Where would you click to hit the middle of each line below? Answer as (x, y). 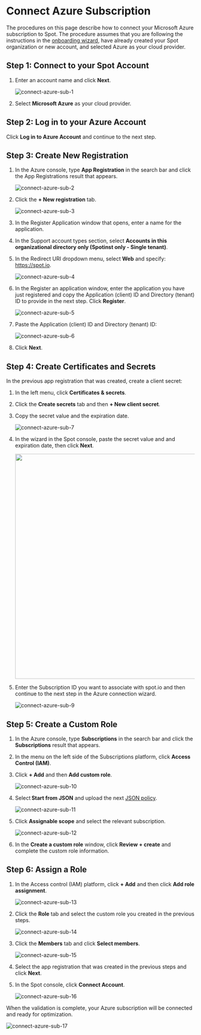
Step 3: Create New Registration (67, 155)
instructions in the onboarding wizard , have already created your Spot (92, 40)
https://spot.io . (33, 265)
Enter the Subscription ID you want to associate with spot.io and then (100, 688)
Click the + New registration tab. (56, 200)
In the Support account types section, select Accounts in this (91, 241)
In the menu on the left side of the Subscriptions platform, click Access (103, 757)
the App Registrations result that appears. (66, 176)
